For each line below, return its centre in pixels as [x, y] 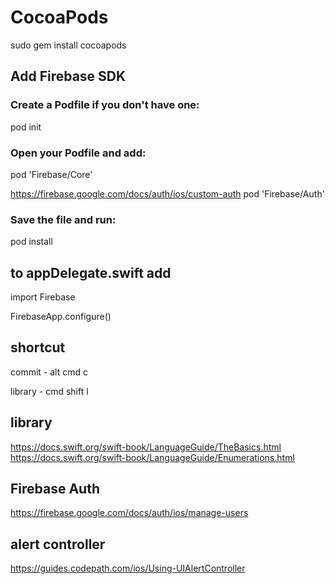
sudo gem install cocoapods [68, 45]
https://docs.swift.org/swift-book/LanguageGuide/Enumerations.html [152, 457]
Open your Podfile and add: [78, 153]
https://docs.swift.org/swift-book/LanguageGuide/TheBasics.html [146, 447]
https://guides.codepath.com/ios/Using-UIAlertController [128, 568]
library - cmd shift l [49, 391]
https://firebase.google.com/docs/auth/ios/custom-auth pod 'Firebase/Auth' [167, 193]
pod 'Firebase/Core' [51, 174]
